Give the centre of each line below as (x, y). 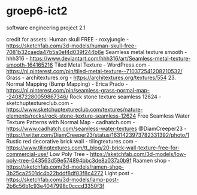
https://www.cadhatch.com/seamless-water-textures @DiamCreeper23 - (96, 128)
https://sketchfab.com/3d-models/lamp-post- (63, 179)
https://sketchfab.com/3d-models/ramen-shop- (65, 167)
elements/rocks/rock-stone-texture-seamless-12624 (71, 116)
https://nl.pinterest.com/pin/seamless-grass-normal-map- (78, 90)
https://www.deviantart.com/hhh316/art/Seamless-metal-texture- (110, 58)
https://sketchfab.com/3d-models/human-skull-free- (72, 46)
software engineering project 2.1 (46, 28)
